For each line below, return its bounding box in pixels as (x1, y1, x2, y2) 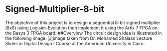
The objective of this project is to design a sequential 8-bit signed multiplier (5, 20, 161, 25)
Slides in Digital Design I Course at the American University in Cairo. (5, 40, 145, 46)
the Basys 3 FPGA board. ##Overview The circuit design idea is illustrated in (5, 30, 162, 36)
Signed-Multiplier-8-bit (5, 3, 105, 15)
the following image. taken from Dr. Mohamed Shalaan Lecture (5, 35, 153, 41)
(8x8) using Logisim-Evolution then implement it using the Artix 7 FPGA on (5, 25, 158, 30)
